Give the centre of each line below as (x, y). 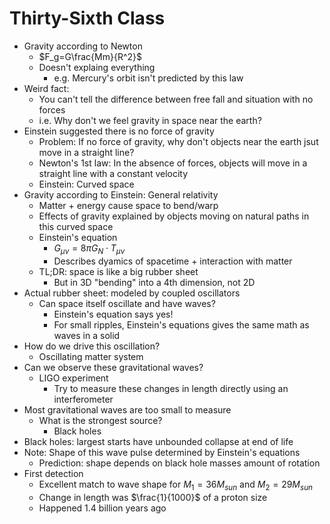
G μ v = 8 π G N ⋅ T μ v (89, 249)
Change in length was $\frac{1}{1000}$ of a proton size (153, 497)
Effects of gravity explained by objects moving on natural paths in (174, 216)
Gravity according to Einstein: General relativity (121, 194)
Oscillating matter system (91, 356)
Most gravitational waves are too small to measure (127, 409)
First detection (53, 473)
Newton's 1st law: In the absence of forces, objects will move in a (173, 163)
